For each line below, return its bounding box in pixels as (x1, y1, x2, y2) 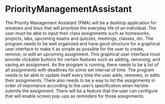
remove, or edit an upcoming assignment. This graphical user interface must (5, 51, 161, 57)
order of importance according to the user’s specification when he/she (5, 82, 149, 88)
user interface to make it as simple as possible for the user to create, (5, 46, 144, 52)
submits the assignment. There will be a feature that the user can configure (5, 88, 158, 94)
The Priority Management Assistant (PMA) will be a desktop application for (5, 20, 157, 26)
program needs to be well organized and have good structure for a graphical (5, 40, 160, 46)
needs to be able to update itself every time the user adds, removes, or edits (5, 72, 160, 78)
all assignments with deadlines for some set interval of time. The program (5, 67, 155, 72)
